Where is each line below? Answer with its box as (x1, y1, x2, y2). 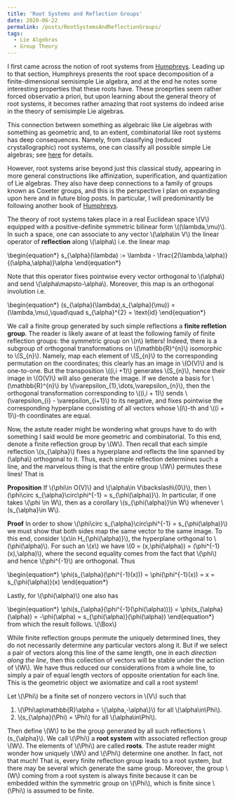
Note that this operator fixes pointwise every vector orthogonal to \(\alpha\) (7, 272, 225, 280)
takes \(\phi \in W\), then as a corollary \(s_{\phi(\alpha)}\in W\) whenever (7, 498, 220, 507)
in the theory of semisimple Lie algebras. (7, 107, 125, 115)
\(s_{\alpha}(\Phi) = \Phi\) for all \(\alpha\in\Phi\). (17, 713, 157, 721)
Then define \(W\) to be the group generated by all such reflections (7, 727, 202, 735)
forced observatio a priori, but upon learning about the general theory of (7, 92, 217, 100)
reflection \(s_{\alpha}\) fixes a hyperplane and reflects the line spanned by (7, 448, 224, 455)
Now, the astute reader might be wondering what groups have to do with (7, 425, 217, 433)
